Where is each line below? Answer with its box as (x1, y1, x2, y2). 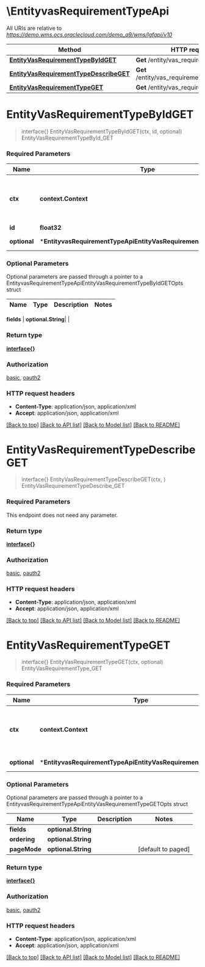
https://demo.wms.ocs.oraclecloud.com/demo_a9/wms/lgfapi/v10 (6, 30, 173, 38)
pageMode (9, 845, 41, 854)
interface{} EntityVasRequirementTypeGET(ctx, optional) (21, 658, 164, 666)
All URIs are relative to (6, 24, 62, 32)
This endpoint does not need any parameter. (6, 511, 118, 519)
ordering (9, 835, 35, 844)
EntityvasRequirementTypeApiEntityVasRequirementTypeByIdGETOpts (6, 279, 184, 287)
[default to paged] (138, 845, 190, 854)
